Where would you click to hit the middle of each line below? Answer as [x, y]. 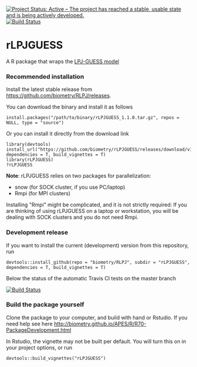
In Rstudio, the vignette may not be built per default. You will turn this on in [96, 341]
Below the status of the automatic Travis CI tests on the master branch [91, 278]
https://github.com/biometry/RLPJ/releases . [59, 96]
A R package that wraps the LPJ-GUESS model [62, 61]
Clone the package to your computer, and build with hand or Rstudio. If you [97, 317]
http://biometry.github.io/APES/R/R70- [100, 324]
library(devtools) [28, 145]
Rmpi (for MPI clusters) [43, 193]
